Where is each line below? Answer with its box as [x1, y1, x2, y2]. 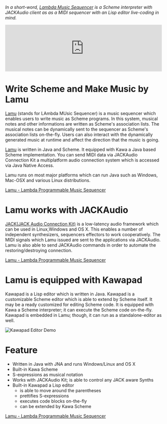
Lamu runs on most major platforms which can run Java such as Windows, [5, 172, 158, 178]
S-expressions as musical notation [12, 371, 83, 378]
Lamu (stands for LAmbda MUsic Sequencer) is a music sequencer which [5, 110, 156, 116]
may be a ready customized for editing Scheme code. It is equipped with [5, 301, 154, 307]
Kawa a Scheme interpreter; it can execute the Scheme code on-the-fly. [5, 306, 153, 313]
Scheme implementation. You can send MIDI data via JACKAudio [5, 151, 138, 157]
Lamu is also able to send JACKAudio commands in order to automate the [5, 242, 157, 248]
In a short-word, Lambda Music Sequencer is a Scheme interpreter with [5, 4, 153, 10]
